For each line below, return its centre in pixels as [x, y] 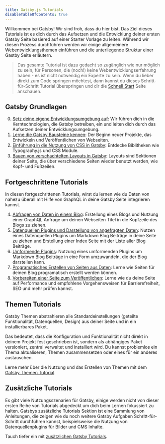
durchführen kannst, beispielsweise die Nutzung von [74, 421]
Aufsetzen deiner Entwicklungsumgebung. [56, 130]
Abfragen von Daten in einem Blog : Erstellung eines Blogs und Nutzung [85, 214]
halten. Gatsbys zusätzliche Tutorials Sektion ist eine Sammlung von [75, 411]
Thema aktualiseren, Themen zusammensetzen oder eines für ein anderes [81, 352]
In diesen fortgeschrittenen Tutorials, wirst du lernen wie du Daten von [77, 194]
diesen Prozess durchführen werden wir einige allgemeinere [67, 44]
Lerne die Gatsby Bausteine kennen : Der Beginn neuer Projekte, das [82, 135]
